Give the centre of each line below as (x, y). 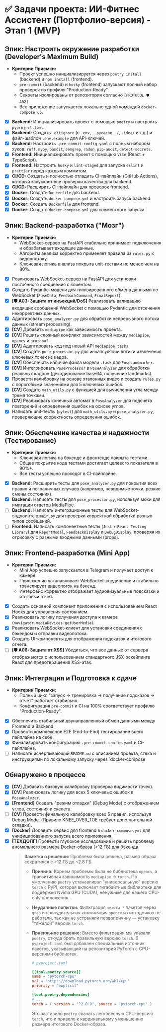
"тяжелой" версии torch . (58, 923)
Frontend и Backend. (33, 726)
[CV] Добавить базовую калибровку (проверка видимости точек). (83, 787)
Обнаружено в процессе (45, 774)
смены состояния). (32, 494)
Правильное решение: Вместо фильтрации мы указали (91, 933)
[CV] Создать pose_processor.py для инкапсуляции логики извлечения (86, 351)
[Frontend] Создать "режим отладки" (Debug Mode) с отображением (85, 803)
